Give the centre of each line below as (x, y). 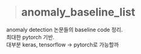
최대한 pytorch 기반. (30, 37)
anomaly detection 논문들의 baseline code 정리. (64, 29)
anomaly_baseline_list (78, 12)
